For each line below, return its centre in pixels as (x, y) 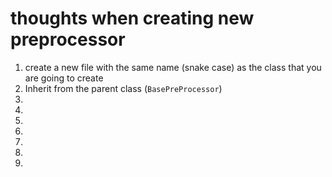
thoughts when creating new (132, 18)
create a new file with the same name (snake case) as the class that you (173, 67)
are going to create (64, 78)
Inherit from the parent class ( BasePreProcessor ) (123, 88)
